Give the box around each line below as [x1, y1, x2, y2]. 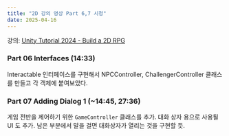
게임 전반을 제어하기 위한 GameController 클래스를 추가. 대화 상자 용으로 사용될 [7, 113, 219, 121]
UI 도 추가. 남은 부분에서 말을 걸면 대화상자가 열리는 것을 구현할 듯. [7, 122, 186, 130]
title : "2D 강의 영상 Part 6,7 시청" [7, 10, 107, 17]
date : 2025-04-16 [7, 16, 57, 23]
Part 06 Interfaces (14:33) [7, 54, 96, 63]
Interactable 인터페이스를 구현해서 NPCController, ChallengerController [7, 70, 204, 78]
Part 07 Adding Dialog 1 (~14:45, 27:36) [7, 96, 141, 106]
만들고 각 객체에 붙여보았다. [14, 78, 88, 87]
